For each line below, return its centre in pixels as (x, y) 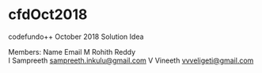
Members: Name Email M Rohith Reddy (72, 52)
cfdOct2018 (48, 15)
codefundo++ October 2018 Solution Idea (76, 36)
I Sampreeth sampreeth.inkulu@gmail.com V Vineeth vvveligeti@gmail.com (131, 60)
